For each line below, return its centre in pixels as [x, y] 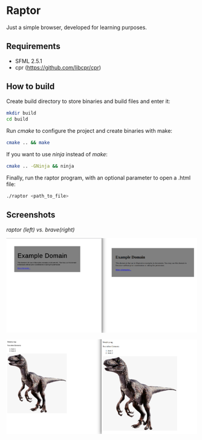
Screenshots [31, 215]
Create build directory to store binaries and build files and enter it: [88, 101]
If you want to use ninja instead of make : [57, 155]
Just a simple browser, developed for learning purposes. [77, 27]
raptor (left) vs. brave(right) [41, 229]
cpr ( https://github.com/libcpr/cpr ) [58, 67]
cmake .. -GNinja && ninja [40, 166]
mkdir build [21, 113]
